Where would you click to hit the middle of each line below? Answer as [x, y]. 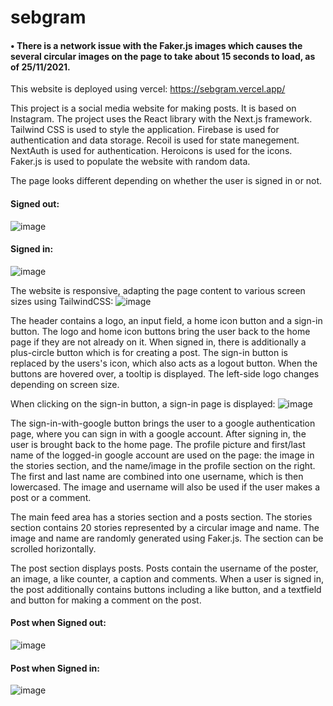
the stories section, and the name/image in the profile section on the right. [163, 465]
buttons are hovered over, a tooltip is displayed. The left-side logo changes [165, 373]
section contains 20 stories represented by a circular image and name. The [165, 527]
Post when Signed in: [55, 668]
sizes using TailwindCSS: [62, 301]
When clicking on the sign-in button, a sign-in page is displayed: [143, 403]
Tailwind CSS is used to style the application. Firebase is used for [145, 130]
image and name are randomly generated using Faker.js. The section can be [167, 538]
